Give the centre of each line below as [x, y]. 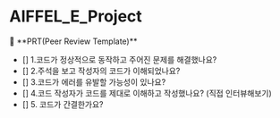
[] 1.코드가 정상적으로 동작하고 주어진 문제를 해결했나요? [119, 59]
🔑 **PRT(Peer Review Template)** [73, 41]
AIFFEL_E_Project [76, 17]
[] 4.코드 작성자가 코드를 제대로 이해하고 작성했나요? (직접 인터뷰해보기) [147, 93]
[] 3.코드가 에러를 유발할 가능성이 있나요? [94, 81]
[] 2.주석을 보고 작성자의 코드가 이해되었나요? [101, 71]
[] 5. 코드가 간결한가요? [63, 104]
